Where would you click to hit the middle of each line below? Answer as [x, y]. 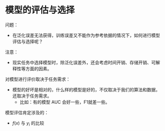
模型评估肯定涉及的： [27, 112]
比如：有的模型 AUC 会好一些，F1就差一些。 [65, 102]
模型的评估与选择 [40, 10]
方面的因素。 [39, 68]
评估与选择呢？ [27, 41]
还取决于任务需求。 [32, 96]
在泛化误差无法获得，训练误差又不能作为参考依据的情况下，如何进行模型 [86, 35]
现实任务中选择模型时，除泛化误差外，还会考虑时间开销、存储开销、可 [84, 62]
